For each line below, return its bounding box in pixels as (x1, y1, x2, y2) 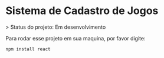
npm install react (5, 46, 51, 52)
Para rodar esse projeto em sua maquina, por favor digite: (5, 35, 146, 42)
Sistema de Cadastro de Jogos (5, 4, 159, 18)
